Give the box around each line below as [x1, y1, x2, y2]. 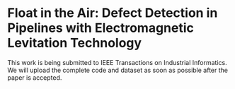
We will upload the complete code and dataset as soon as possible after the [7, 66, 229, 74]
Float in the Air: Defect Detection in [7, 5, 218, 21]
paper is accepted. [7, 73, 62, 82]
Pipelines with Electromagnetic [7, 20, 195, 36]
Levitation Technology [7, 35, 142, 51]
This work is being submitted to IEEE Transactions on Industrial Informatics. [7, 58, 228, 66]
